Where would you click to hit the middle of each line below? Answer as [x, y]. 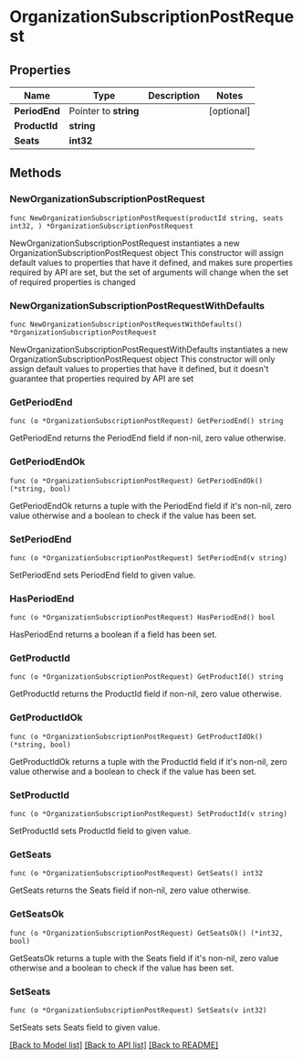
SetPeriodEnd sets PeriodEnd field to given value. [103, 575]
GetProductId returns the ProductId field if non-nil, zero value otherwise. [146, 694]
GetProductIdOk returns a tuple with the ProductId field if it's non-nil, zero [148, 761]
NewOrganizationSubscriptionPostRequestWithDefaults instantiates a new [149, 349]
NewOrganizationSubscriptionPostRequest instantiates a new [125, 243]
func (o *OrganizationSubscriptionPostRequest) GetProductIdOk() [136, 736]
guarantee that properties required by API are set [102, 378]
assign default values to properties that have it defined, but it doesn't [139, 368]
